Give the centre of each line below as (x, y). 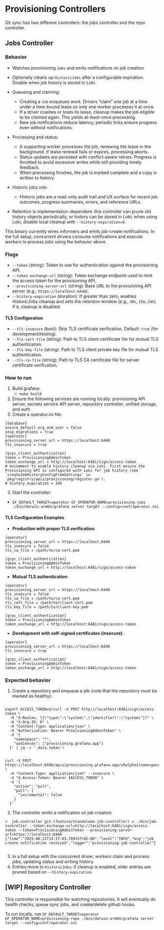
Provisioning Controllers (55, 9)
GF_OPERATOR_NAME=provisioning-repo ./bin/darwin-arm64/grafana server (79, 918)
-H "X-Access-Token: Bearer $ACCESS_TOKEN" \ (57, 778)
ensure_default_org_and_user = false (43, 428)
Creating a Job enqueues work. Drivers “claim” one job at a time (83, 101)
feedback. (30, 167)
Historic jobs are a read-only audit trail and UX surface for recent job (88, 196)
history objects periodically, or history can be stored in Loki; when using (85, 216)
